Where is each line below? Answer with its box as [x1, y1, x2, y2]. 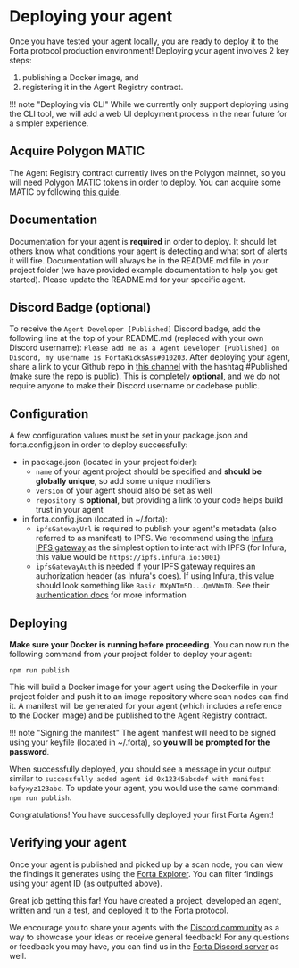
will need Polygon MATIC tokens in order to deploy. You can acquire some [9, 177, 281, 188]
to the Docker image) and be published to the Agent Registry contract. [9, 710, 268, 721]
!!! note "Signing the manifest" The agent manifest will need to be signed [9, 728, 277, 738]
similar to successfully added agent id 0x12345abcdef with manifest [9, 773, 265, 783]
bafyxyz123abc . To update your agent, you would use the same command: [9, 783, 280, 793]
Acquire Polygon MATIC [9, 144, 145, 159]
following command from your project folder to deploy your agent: [9, 649, 253, 659]
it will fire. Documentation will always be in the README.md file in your [9, 255, 270, 265]
